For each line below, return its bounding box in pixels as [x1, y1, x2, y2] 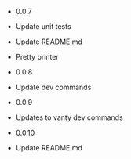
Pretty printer [15, 52, 59, 61]
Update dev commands [15, 82, 92, 92]
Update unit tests [15, 22, 72, 31]
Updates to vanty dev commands [15, 113, 123, 122]
